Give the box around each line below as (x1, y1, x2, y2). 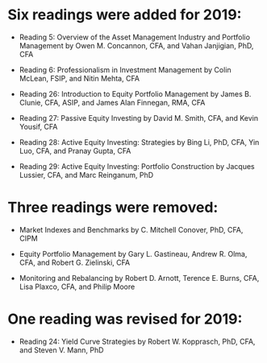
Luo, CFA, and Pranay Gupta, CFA (19, 146, 131, 155)
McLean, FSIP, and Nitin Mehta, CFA (19, 73, 140, 83)
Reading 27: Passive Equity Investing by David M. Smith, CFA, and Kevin (19, 113, 259, 122)
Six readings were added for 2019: (7, 6, 242, 24)
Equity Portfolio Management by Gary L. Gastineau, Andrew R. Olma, (19, 249, 248, 258)
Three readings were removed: (7, 199, 219, 217)
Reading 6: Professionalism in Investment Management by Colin (19, 64, 232, 74)
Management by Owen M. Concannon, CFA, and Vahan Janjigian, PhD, (19, 40, 254, 50)
